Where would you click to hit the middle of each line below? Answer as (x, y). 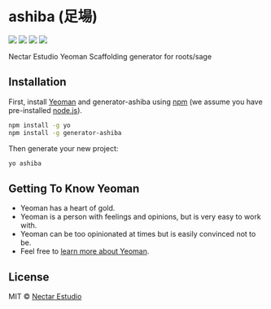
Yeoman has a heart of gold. (68, 208)
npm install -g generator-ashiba (65, 133)
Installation (37, 82)
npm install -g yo (39, 125)
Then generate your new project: (63, 148)
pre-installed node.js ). (46, 110)
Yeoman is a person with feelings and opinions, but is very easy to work (141, 217)
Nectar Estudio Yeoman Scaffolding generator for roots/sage (110, 56)
